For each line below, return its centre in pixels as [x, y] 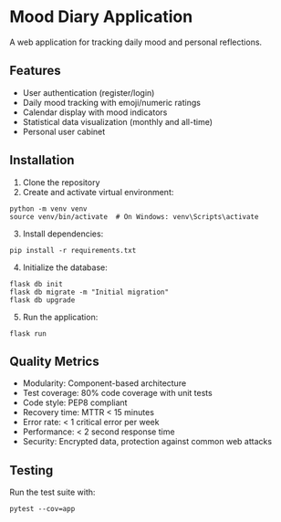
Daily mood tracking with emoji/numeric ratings [111, 102]
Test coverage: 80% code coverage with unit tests [117, 393]
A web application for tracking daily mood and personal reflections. [136, 42]
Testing [31, 470]
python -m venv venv [49, 209]
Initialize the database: [65, 267]
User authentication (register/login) [88, 92]
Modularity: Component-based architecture [104, 383]
